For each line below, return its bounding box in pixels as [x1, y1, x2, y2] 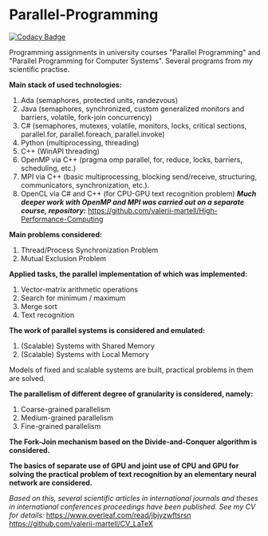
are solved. [9, 373, 46, 383]
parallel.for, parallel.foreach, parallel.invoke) [20, 129, 166, 139]
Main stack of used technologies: [9, 80, 122, 89]
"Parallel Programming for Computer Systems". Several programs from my [9, 56, 254, 66]
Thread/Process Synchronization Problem [20, 245, 159, 255]
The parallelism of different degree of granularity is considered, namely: [9, 389, 254, 399]
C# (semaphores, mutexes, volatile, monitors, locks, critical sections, [20, 121, 247, 130]
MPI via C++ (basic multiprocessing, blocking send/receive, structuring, [20, 172, 258, 181]
